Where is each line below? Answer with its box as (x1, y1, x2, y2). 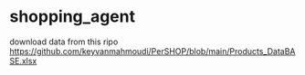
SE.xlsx (9, 55, 37, 66)
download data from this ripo (9, 36, 119, 47)
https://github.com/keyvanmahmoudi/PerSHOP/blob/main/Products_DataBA (9, 45, 296, 56)
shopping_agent (9, 6, 135, 27)
